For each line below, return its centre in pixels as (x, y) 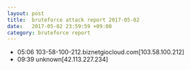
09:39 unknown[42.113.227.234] (63, 60)
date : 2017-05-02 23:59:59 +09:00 (59, 26)
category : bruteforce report (49, 33)
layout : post (26, 13)
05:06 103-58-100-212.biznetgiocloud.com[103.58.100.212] (101, 52)
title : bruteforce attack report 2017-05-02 (73, 20)
